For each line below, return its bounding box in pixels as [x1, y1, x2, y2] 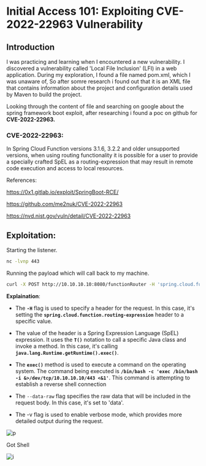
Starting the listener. [6, 247, 58, 254]
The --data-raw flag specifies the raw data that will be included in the [15, 392, 191, 400]
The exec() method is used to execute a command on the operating [15, 361, 186, 368]
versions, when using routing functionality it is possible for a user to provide [6, 152, 198, 159]
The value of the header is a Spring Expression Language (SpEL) [15, 329, 179, 336]
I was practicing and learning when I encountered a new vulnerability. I [6, 58, 185, 65]
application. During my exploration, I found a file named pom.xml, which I [6, 71, 191, 78]
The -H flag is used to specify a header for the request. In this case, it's [15, 304, 195, 312]
